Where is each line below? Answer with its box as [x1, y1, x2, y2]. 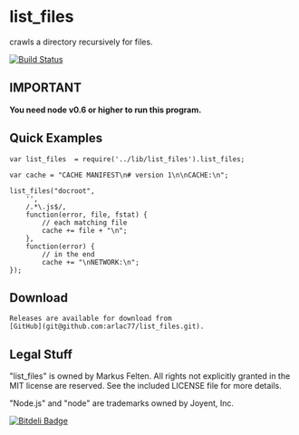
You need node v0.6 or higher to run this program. [9, 104, 202, 115]
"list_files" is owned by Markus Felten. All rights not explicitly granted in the [9, 371, 291, 382]
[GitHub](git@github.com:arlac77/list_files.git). [9, 322, 205, 332]
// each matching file [42, 217, 128, 227]
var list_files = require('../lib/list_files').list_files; [9, 154, 246, 164]
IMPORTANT [9, 80, 82, 96]
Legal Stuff [9, 346, 72, 362]
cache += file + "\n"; [42, 226, 128, 235]
